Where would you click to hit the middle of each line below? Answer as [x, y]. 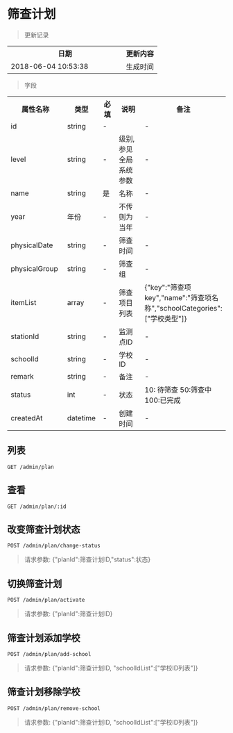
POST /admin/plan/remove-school [54, 708]
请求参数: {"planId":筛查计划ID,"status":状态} [87, 559]
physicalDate [32, 245]
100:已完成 [163, 400]
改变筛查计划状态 [44, 529]
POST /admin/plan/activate [46, 600]
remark [23, 376]
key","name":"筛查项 [178, 297]
